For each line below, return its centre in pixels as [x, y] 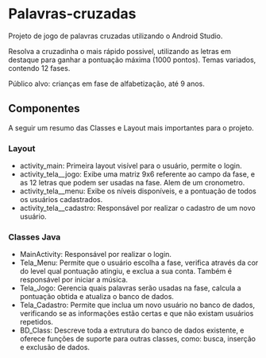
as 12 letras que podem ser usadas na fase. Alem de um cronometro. [132, 183]
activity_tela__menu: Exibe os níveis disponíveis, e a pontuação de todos [138, 191]
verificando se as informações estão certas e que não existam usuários [137, 313]
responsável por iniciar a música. [74, 280]
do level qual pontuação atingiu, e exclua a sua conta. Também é [126, 271]
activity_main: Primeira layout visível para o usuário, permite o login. [131, 166]
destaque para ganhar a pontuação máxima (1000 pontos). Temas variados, [132, 60]
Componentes [44, 109]
